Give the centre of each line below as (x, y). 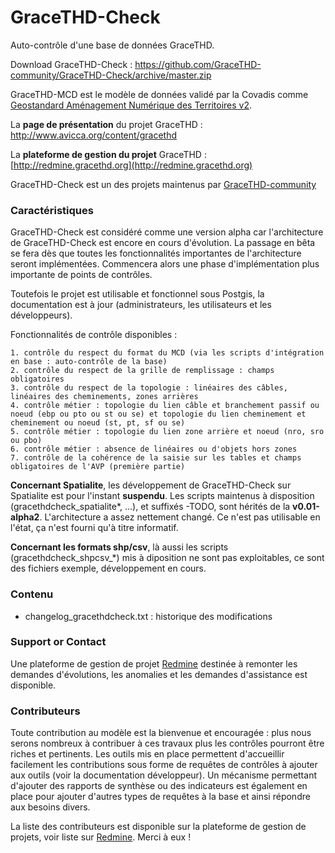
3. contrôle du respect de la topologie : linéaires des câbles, (149, 388)
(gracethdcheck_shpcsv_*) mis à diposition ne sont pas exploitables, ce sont (167, 558)
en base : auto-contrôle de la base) (89, 362)
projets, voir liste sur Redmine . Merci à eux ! (101, 837)
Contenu (32, 594)
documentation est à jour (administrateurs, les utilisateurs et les (141, 305)
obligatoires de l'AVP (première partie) (98, 467)
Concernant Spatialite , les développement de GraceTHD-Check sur (151, 485)
